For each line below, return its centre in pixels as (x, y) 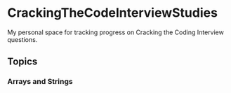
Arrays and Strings (40, 82)
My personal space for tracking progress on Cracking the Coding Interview (116, 32)
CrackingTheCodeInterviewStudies (112, 13)
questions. (22, 39)
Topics (22, 62)
